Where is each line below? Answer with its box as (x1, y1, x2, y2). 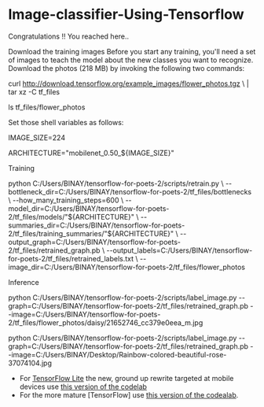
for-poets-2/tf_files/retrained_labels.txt (8, 253, 134, 263)
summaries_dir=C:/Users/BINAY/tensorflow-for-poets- (8, 220, 185, 230)
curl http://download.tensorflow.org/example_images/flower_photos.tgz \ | (8, 79, 249, 88)
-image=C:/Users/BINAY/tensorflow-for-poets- (8, 309, 161, 319)
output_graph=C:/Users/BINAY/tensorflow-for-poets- (8, 237, 181, 246)
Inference (8, 277, 39, 287)
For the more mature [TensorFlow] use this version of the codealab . (19, 390, 239, 399)
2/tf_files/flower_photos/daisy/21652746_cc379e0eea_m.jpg (8, 317, 203, 327)
